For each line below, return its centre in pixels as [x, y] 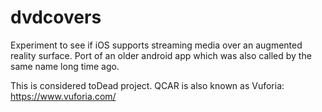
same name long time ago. [65, 66]
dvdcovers [56, 17]
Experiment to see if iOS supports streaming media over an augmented [156, 45]
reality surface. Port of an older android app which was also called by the [161, 55]
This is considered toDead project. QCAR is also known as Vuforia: [147, 85]
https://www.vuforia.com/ [63, 96]
